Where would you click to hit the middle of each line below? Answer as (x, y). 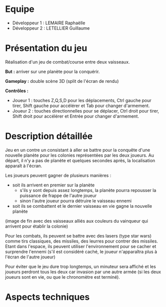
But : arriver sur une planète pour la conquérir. (53, 71)
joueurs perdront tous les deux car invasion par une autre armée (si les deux (83, 272)
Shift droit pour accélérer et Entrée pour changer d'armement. (76, 116)
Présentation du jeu (46, 48)
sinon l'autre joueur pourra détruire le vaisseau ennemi (76, 201)
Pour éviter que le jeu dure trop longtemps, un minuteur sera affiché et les (81, 266)
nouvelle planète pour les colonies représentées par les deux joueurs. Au (80, 155)
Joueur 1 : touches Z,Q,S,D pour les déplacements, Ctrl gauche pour (82, 100)
